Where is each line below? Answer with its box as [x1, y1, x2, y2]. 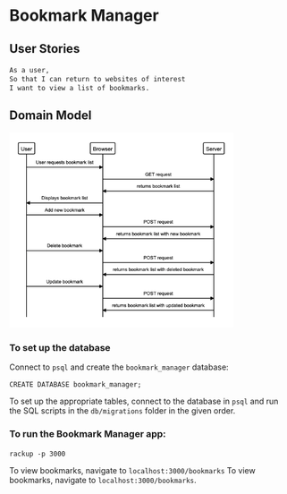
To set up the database [9, 342, 111, 354]
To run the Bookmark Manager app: [9, 428, 167, 440]
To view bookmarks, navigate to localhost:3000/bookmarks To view [9, 464, 257, 475]
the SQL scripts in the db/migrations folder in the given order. [9, 405, 236, 416]
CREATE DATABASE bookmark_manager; [9, 380, 142, 389]
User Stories [9, 41, 80, 56]
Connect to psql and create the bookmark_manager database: [9, 362, 230, 372]
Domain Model [9, 108, 92, 123]
